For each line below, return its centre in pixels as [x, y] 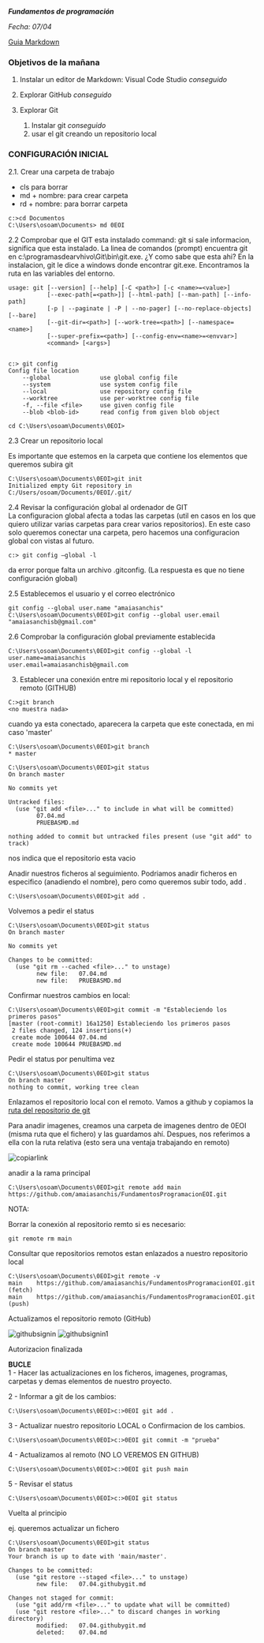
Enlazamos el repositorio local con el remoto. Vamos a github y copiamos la [131, 1101]
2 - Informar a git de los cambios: [62, 1396]
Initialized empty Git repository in [70, 486]
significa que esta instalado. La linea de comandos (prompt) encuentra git [128, 248]
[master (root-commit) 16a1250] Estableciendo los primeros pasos [119, 1023]
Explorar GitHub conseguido [65, 95]
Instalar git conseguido [69, 126]
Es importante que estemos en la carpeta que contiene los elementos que [128, 456]
